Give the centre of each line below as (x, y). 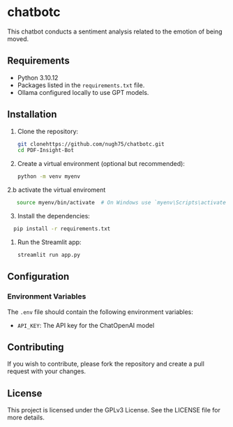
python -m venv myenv (48, 177)
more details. (26, 418)
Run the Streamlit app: (49, 242)
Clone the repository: (48, 131)
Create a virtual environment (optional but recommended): (101, 164)
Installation (32, 115)
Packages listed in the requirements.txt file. (81, 85)
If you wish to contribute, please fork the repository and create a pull (106, 364)
